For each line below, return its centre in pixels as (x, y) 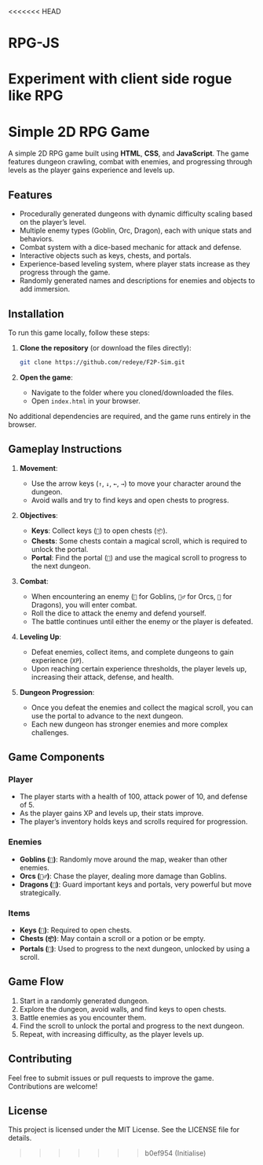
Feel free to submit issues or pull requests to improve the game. (111, 1078)
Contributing (40, 1059)
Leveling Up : (40, 637)
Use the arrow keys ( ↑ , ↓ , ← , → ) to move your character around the (136, 483)
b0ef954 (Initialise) (175, 1153)
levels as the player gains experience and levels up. (91, 170)
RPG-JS (34, 43)
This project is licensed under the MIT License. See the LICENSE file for (124, 1130)
